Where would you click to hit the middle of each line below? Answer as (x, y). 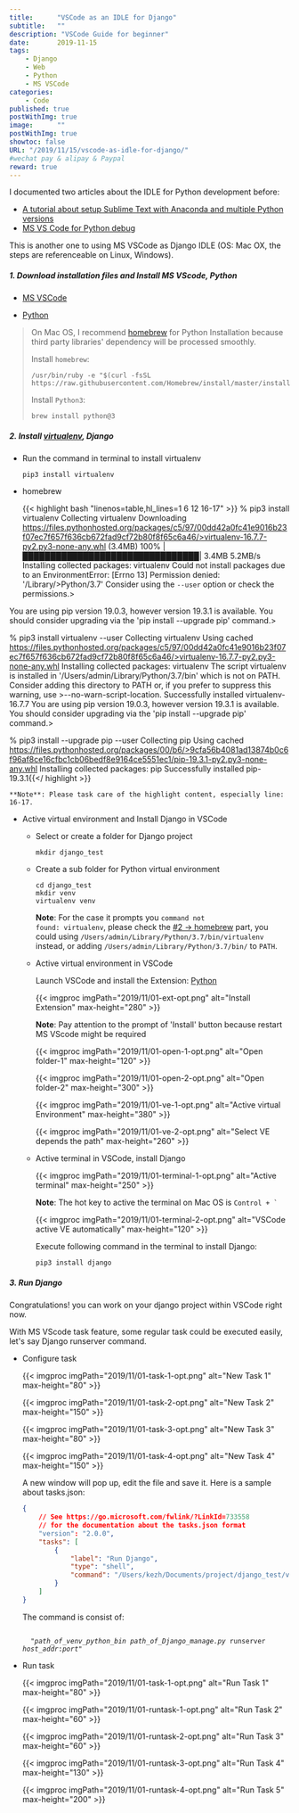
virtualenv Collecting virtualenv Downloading (104, 518)
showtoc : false (37, 142)
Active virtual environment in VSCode (104, 963)
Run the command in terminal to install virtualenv (112, 458)
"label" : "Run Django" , (114, 1558)
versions (38, 218)
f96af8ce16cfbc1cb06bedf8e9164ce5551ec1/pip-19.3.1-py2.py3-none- (138, 760)
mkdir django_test (69, 853)
